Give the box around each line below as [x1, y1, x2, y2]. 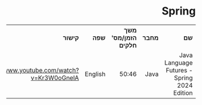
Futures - [165, 66, 193, 74]
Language [164, 59, 193, 67]
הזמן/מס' [111, 33, 137, 42]
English [85, 69, 106, 78]
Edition [173, 89, 193, 97]
